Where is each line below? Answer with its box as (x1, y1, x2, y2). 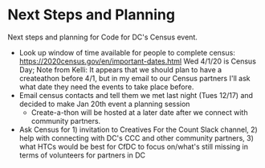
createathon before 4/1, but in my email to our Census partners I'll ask (18, 73, 251, 83)
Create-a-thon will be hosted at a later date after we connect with (31, 107, 248, 117)
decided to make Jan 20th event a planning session (18, 99, 190, 109)
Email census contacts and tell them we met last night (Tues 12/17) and (18, 90, 254, 100)
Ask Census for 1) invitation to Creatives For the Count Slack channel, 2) (18, 125, 258, 134)
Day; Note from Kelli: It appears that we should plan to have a (18, 64, 222, 74)
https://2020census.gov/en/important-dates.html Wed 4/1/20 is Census (18, 56, 256, 66)
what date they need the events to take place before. (18, 82, 194, 92)
